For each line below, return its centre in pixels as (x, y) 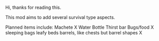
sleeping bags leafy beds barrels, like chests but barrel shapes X (74, 33)
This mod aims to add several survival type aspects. (60, 17)
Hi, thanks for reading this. (33, 7)
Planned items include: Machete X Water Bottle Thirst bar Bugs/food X (79, 27)
